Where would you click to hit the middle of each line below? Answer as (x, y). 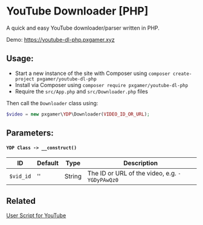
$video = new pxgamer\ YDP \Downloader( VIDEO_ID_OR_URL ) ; (78, 114)
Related (21, 201)
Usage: (20, 59)
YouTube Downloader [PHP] (77, 11)
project (24, 79)
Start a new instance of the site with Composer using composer (92, 73)
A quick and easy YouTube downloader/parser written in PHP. (83, 28)
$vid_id (20, 176)
